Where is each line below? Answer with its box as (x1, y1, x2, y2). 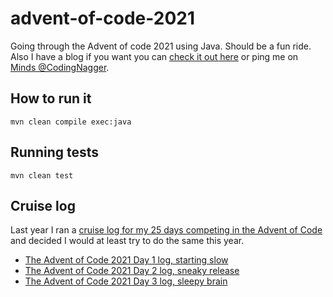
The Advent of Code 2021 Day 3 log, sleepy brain (24, 275, 228, 287)
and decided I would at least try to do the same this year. (10, 235, 245, 247)
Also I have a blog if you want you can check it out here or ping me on (10, 50, 299, 62)
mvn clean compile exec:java (10, 117, 132, 127)
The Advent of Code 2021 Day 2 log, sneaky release (24, 265, 240, 277)
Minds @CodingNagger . (10, 61, 110, 73)
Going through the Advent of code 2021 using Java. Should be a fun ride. (10, 40, 312, 52)
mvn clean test (10, 170, 74, 181)
